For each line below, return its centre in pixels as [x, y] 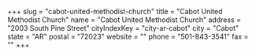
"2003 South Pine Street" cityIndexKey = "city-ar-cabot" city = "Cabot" [123, 28]
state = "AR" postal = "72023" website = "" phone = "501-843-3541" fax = [128, 36]
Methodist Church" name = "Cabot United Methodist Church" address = [124, 20]
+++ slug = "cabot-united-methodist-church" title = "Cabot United [115, 11]
